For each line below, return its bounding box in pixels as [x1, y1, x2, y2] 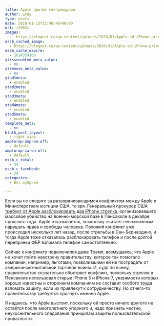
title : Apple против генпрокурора [5, 7, 76, 12]
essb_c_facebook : [5, 166, 41, 171]
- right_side [9, 135, 36, 140]
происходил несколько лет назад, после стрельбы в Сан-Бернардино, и [5, 229, 157, 235]
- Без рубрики [9, 180, 38, 185]
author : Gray [5, 12, 32, 17]
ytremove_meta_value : [5, 67, 49, 71]
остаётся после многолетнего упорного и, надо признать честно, [5, 305, 143, 311]
